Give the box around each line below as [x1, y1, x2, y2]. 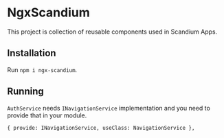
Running [7, 86, 45, 97]
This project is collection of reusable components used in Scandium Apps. [7, 27, 218, 36]
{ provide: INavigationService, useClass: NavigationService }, [7, 124, 195, 131]
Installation [7, 47, 56, 59]
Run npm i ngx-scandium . [7, 65, 78, 73]
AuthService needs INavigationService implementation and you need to [7, 104, 211, 112]
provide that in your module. [7, 111, 87, 119]
